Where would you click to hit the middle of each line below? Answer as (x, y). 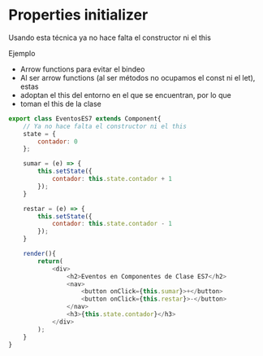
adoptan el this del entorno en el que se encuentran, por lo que (125, 94)
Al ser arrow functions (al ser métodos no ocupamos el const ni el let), (138, 77)
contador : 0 (58, 141)
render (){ (40, 254)
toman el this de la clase (60, 103)
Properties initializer (78, 15)
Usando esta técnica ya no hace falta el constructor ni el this (110, 37)
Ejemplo (22, 53)
